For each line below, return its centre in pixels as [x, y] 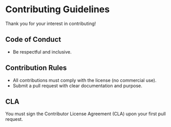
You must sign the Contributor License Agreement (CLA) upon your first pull [85, 114]
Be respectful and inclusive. [42, 52]
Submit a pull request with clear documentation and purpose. [78, 86]
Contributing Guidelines [58, 9]
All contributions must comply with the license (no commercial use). [84, 80]
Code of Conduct [33, 40]
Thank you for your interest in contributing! [51, 23]
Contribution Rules [36, 68]
